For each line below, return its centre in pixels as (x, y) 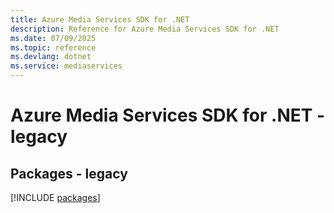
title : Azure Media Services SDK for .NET (100, 19)
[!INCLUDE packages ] (55, 197)
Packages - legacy (69, 173)
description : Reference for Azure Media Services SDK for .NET (145, 29)
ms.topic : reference (53, 47)
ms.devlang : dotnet (51, 57)
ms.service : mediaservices (66, 66)
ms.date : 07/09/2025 (53, 38)
